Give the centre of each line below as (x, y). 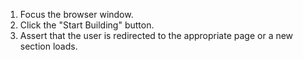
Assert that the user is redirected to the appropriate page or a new (156, 35)
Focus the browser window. (76, 14)
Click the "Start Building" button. (87, 25)
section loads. (48, 46)
